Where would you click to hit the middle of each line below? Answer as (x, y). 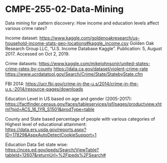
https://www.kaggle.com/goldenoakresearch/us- (89, 38)
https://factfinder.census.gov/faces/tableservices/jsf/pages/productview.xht (83, 104)
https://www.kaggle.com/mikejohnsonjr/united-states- (94, 63)
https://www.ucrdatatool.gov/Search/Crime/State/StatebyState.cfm (74, 74)
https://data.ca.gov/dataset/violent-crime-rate (100, 69)
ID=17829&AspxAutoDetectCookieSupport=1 (51, 135)
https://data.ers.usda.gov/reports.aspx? (46, 129)
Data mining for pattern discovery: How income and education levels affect (82, 23)
